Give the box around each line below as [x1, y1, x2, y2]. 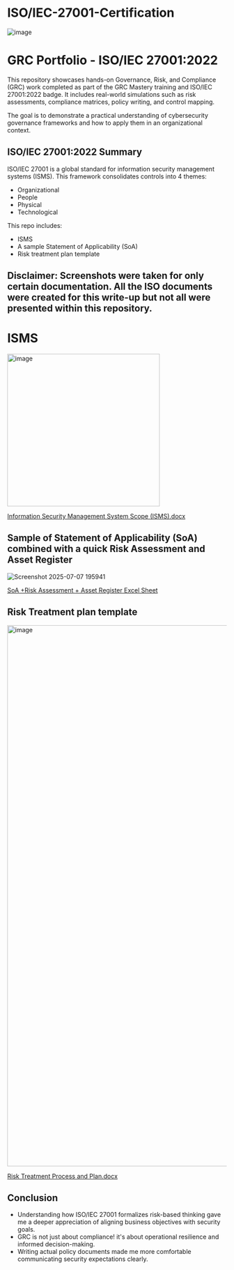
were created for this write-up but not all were [7, 291, 211, 304]
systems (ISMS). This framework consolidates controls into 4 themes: [7, 172, 207, 181]
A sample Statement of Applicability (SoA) [17, 242, 138, 250]
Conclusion [7, 1192, 58, 1204]
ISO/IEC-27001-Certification [7, 5, 175, 21]
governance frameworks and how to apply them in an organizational [7, 118, 203, 127]
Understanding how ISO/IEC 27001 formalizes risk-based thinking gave [17, 1211, 221, 1219]
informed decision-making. [17, 1240, 95, 1248]
